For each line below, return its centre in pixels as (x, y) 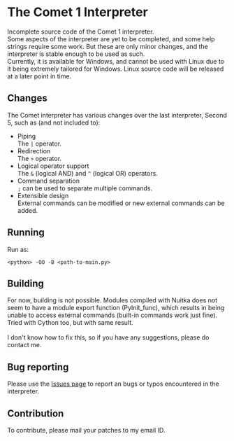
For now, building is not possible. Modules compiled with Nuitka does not (112, 300)
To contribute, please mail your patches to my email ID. (86, 430)
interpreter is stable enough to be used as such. (76, 54)
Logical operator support (53, 166)
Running (26, 233)
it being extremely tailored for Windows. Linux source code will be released (116, 69)
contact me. (24, 345)
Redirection (34, 150)
